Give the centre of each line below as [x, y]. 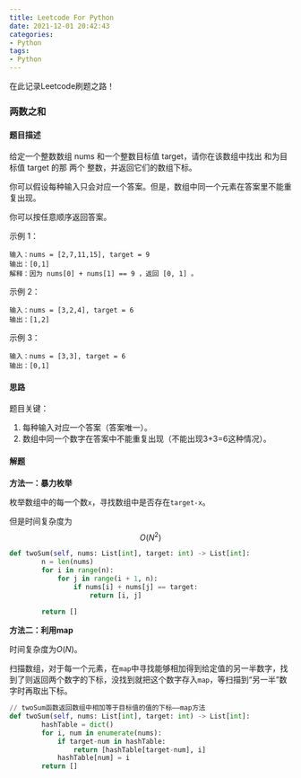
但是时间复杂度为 [41, 521]
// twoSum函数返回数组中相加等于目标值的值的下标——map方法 [107, 708]
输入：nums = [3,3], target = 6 [68, 357]
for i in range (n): [78, 570]
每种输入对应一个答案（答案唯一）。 [87, 428]
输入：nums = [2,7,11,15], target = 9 [80, 255]
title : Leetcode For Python [62, 18]
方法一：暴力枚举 [41, 482]
